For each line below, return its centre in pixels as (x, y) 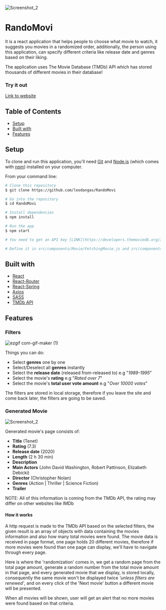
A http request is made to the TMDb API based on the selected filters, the (80, 526)
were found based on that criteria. (40, 603)
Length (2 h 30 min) (33, 457)
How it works (19, 515)
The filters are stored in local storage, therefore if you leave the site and (78, 393)
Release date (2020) (34, 452)
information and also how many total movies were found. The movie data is (82, 537)
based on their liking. (26, 57)
